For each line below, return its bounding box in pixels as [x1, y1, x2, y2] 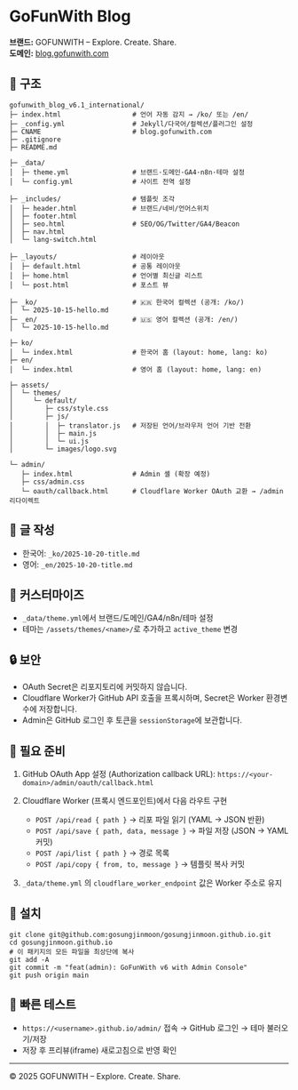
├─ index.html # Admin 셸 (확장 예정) [20, 469, 211, 478]
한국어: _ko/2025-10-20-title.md [21, 548, 140, 558]
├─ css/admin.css [20, 477, 86, 486]
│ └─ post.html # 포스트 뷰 [9, 280, 169, 290]
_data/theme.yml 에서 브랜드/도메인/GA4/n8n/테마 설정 [21, 613, 214, 623]
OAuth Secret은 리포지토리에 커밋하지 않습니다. [21, 682, 188, 693]
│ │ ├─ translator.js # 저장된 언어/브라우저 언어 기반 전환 [9, 421, 252, 430]
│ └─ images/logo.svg [9, 445, 117, 453]
